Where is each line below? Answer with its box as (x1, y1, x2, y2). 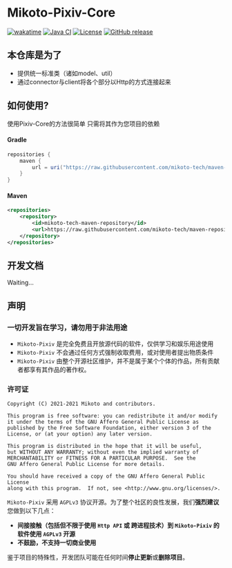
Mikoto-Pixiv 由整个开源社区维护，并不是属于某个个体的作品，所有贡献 (17, 357, 220, 365)
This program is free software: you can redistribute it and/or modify (7, 413, 217, 420)
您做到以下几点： (7, 507, 56, 515)
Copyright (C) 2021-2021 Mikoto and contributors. (7, 400, 156, 408)
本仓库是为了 (7, 50, 62, 61)
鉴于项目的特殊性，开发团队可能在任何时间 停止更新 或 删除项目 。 (7, 554, 188, 562)
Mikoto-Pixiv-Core (7, 5, 116, 21)
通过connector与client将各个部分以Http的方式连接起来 (17, 77, 171, 86)
